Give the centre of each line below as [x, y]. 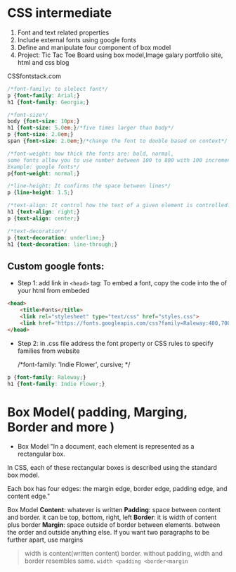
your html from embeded [53, 291]
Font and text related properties [63, 32]
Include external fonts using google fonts [77, 39]
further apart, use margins [45, 540]
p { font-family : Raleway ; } [47, 377]
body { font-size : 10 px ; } [44, 121]
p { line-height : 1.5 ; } [40, 193]
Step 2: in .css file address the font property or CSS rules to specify [116, 343]
